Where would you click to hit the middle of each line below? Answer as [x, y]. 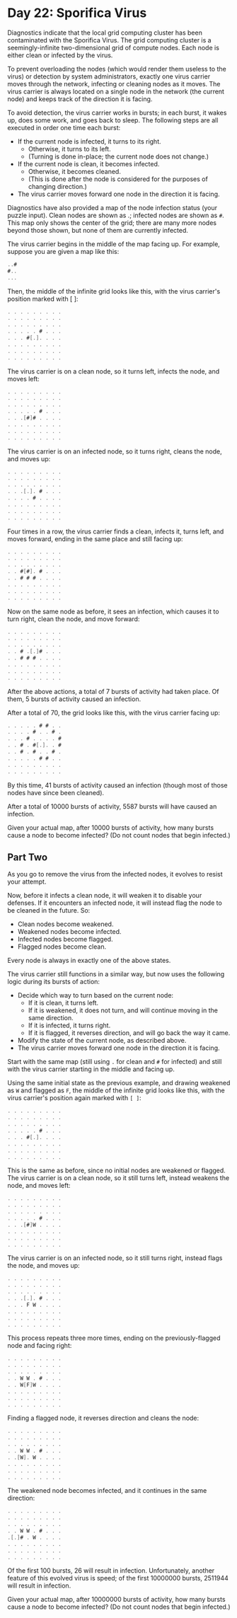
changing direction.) [57, 186]
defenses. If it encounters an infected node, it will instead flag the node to [115, 903]
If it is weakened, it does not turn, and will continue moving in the [123, 1010]
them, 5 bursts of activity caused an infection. [74, 699]
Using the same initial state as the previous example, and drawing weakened [119, 1083]
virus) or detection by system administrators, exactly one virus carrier [109, 76]
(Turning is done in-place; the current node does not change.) [118, 156]
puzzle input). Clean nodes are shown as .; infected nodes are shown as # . [116, 215]
